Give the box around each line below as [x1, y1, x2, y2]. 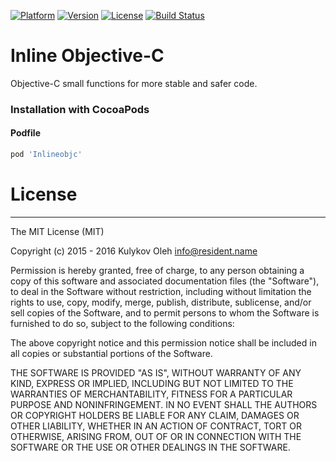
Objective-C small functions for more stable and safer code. [10, 77, 258, 89]
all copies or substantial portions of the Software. [10, 347, 213, 359]
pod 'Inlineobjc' [10, 150, 83, 160]
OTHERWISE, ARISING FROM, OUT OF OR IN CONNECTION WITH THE [10, 430, 302, 442]
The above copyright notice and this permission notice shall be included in [10, 336, 317, 349]
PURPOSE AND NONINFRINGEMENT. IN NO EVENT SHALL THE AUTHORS [10, 398, 318, 410]
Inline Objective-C [10, 45, 165, 67]
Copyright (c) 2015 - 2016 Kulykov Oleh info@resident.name [10, 245, 258, 257]
